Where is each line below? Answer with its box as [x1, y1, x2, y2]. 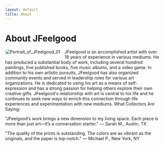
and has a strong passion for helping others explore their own [28, 85, 153, 91]
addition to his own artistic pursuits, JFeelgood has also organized [5, 70, 139, 76]
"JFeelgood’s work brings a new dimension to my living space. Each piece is [5, 116, 159, 122]
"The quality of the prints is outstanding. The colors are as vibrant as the [5, 130, 152, 136]
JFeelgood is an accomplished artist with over [64, 49, 158, 55]
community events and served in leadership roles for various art [5, 75, 134, 81]
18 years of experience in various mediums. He [64, 54, 159, 60]
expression [5, 85, 28, 91]
